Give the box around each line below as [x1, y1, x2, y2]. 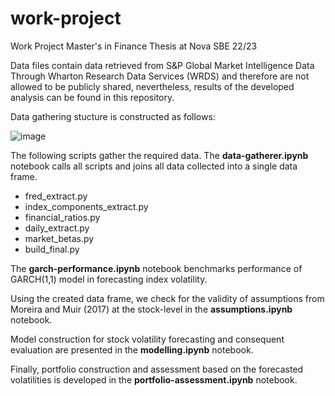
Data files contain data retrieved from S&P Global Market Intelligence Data [10, 59, 315, 71]
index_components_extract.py [24, 200, 149, 212]
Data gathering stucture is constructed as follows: [10, 110, 216, 122]
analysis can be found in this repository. [10, 91, 175, 103]
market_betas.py [24, 232, 95, 244]
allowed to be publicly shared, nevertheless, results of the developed [10, 80, 295, 92]
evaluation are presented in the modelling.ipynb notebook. [10, 343, 254, 356]
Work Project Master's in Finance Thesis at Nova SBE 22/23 [10, 40, 258, 52]
